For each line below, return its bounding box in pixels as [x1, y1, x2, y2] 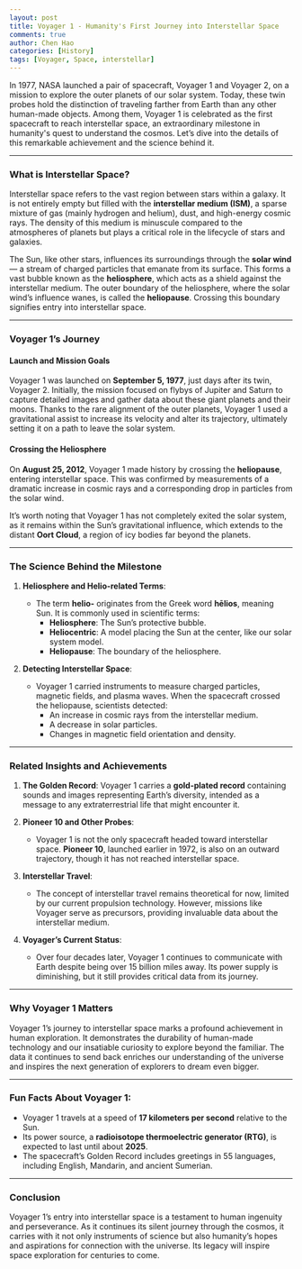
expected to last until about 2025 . [22, 1141, 148, 1152]
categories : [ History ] [9, 47, 94, 56]
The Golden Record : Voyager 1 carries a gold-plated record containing [22, 781, 287, 791]
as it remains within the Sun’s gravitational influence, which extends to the [9, 519, 283, 530]
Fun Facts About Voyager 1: [9, 1091, 132, 1104]
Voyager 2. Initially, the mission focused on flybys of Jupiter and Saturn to [9, 385, 283, 396]
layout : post [9, 13, 58, 23]
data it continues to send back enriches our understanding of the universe [9, 1051, 285, 1062]
